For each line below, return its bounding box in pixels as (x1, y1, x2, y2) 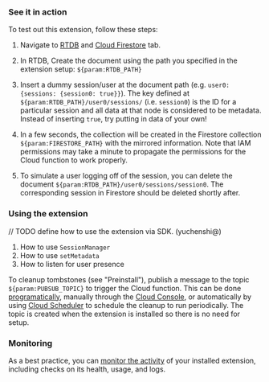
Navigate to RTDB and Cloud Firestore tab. (19, 40, 161, 50)
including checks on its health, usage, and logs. (8, 364, 166, 374)
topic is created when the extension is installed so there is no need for (8, 309, 241, 318)
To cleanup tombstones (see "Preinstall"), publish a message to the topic (8, 274, 250, 284)
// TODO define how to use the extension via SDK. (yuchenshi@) (8, 226, 222, 236)
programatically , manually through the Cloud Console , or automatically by (8, 292, 251, 302)
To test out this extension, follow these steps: (8, 25, 158, 35)
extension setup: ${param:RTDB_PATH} (19, 64, 142, 74)
